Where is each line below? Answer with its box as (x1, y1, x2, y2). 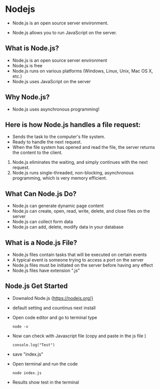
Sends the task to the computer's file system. (12, 133, 105, 140)
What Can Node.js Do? (5, 189, 77, 198)
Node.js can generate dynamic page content (12, 203, 104, 209)
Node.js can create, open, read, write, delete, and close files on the (12, 208, 150, 214)
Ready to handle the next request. (12, 139, 82, 145)
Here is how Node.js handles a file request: (5, 121, 141, 129)
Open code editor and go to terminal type (12, 314, 97, 320)
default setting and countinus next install (12, 305, 96, 311)
